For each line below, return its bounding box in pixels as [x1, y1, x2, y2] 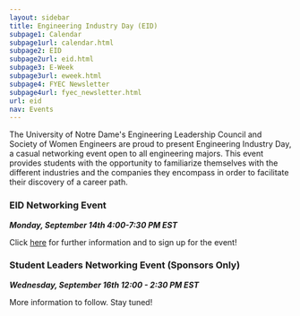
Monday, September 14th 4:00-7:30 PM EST [9, 219, 178, 230]
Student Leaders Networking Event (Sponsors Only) [9, 259, 240, 271]
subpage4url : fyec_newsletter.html [9, 88, 142, 97]
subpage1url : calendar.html [9, 38, 115, 47]
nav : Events [9, 105, 54, 114]
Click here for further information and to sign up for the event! [9, 236, 237, 247]
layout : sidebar [9, 13, 70, 22]
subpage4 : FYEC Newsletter [9, 80, 110, 89]
